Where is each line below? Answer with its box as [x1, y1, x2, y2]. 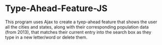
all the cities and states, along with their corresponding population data [5, 24, 149, 30]
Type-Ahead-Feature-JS [5, 3, 108, 14]
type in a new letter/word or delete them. [5, 34, 87, 40]
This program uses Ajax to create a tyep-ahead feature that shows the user [5, 19, 158, 25]
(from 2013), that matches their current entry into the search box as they [5, 29, 152, 35]
